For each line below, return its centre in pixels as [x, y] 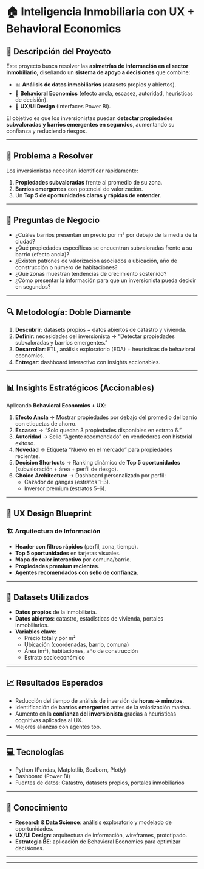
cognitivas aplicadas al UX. [49, 720]
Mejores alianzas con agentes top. [58, 727]
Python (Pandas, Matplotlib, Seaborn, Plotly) [70, 770]
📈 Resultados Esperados [55, 683]
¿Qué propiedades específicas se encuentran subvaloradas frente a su [104, 248]
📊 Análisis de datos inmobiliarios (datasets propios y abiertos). [96, 85]
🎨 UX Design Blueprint [49, 513]
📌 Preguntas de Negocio [53, 220]
